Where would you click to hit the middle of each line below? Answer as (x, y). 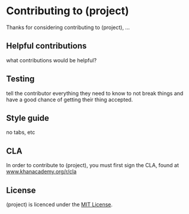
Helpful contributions (47, 46)
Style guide (28, 118)
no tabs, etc (21, 132)
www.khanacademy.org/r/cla (41, 172)
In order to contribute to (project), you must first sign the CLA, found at (93, 165)
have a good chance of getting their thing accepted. (70, 100)
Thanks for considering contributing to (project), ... (68, 27)
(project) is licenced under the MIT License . (60, 205)
